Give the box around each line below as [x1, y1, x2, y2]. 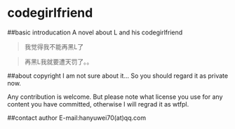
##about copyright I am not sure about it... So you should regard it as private [7, 72, 229, 80]
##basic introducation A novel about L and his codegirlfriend [7, 28, 183, 36]
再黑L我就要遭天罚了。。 [24, 57, 93, 66]
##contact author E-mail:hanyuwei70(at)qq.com [7, 114, 146, 122]
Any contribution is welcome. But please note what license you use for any [7, 93, 223, 101]
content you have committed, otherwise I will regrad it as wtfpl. [7, 100, 189, 108]
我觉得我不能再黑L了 [24, 42, 84, 50]
